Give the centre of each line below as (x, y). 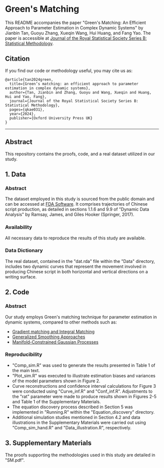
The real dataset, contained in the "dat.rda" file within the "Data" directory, (80, 261)
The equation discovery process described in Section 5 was (72, 407)
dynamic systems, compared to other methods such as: (61, 322)
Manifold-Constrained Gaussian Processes (55, 342)
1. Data (15, 174)
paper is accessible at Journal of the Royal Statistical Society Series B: (76, 38)
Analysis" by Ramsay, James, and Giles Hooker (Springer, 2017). (70, 214)
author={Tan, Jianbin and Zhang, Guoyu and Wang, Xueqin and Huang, (81, 92)
